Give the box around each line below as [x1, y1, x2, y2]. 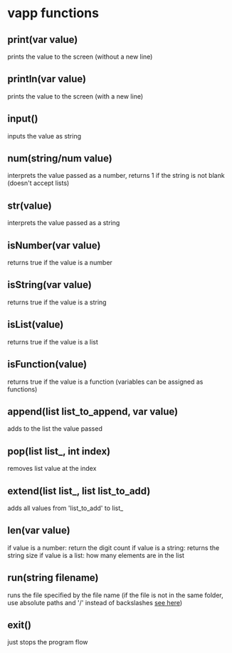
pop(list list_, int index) [7, 445, 111, 457]
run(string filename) [7, 572, 99, 584]
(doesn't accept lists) [7, 179, 70, 187]
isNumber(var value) [7, 239, 101, 251]
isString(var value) [7, 279, 93, 291]
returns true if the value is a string [7, 298, 107, 306]
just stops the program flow [7, 638, 88, 647]
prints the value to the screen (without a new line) [7, 52, 153, 61]
